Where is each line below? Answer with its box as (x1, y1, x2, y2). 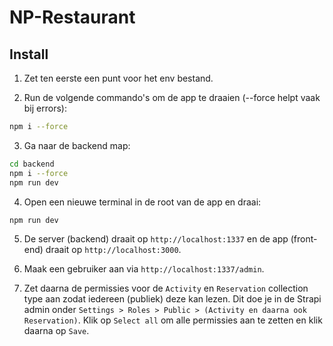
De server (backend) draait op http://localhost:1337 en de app (23, 233, 289, 245)
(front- (290, 233, 318, 245)
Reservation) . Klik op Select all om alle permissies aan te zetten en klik (23, 314, 323, 326)
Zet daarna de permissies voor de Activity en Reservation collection (23, 282, 309, 295)
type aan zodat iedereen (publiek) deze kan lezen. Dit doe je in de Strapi (23, 293, 322, 305)
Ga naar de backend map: (23, 139, 131, 151)
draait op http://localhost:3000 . (45, 244, 182, 256)
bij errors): (23, 102, 67, 114)
